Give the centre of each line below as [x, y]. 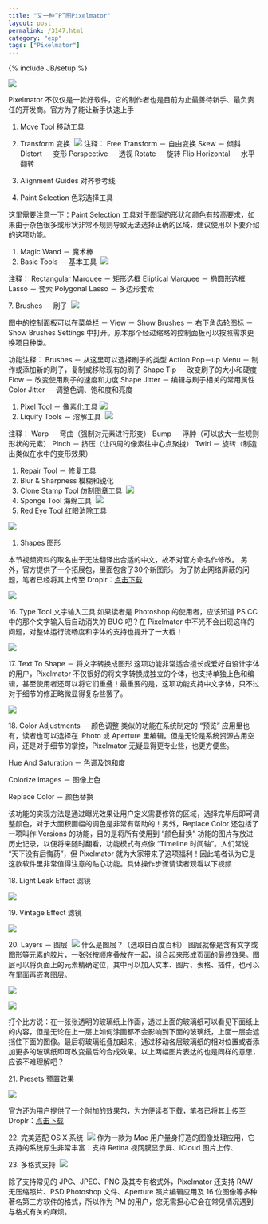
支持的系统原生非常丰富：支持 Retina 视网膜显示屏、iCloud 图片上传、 [123, 1148]
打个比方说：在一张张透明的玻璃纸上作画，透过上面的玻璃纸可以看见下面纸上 [134, 1022]
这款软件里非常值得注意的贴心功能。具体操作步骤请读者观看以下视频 [120, 864]
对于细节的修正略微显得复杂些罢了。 [68, 694]
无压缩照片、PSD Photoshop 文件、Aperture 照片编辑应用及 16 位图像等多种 [133, 1192]
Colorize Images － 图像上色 [55, 780]
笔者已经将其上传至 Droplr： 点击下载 [82, 580]
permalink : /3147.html [46, 30]
